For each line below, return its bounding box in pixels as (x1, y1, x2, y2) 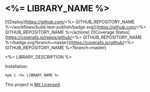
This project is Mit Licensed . (5, 81, 61, 87)
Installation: (5, 63, 28, 69)
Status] (115, 29, 130, 35)
